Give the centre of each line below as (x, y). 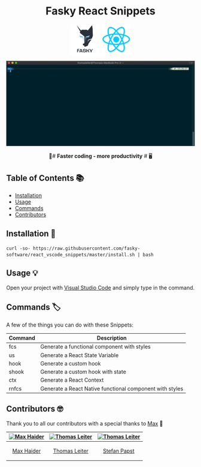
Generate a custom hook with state (83, 372)
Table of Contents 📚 (45, 178)
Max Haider (26, 451)
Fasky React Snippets (100, 11)
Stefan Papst (118, 451)
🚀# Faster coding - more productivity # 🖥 (100, 156)
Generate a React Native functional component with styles (112, 388)
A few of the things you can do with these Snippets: (70, 325)
